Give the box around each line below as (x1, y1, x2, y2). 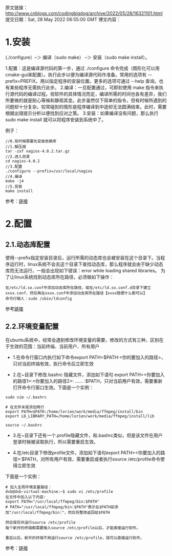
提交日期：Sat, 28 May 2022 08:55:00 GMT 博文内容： (5, 16, 121, 22)
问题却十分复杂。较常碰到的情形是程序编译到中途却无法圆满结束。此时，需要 (5, 103, 167, 109)
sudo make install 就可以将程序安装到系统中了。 (5, 116, 106, 122)
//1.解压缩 (5, 144, 27, 149)
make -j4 (5, 178, 24, 183)
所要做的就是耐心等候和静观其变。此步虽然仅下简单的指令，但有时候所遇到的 (5, 97, 167, 103)
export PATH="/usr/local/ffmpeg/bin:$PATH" (5, 499, 100, 504)
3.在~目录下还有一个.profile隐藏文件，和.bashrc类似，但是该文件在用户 (12, 432, 163, 438)
